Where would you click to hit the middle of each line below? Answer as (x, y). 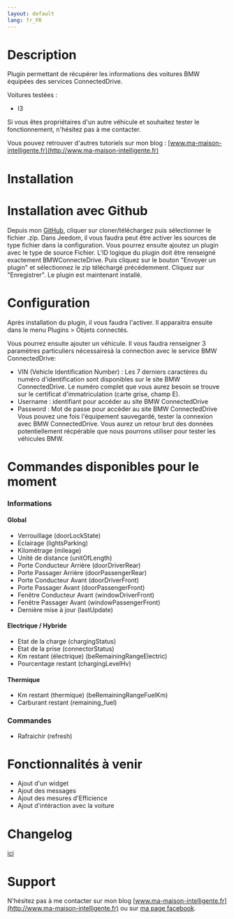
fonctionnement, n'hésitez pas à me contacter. (74, 129)
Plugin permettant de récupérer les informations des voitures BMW (104, 74)
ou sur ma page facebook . (158, 909)
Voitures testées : (32, 95)
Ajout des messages (47, 791)
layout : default (31, 14)
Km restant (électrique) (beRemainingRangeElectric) (92, 656)
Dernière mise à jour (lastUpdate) (65, 609)
